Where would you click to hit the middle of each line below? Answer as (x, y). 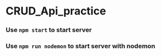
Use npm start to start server (49, 30)
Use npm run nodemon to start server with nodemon (80, 46)
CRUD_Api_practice (56, 11)
